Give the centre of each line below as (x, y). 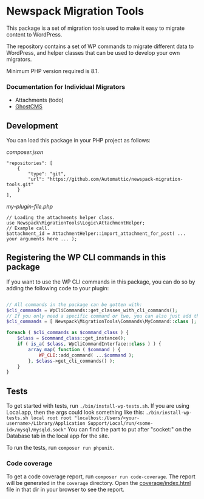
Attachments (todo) (39, 100)
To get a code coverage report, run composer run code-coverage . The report (101, 476)
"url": (36, 180)
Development (32, 126)
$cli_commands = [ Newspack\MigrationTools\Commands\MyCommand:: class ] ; (102, 322)
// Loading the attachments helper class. (61, 218)
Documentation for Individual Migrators (66, 86)
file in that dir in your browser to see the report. (65, 490)
